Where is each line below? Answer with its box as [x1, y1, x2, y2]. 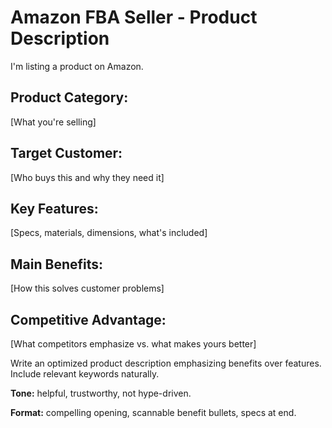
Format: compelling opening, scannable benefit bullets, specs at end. [10, 407, 297, 418]
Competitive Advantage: [10, 311, 167, 328]
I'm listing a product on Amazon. [10, 60, 144, 72]
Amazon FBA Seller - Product [10, 6, 258, 29]
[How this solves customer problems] [10, 282, 165, 295]
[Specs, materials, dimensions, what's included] [10, 227, 208, 239]
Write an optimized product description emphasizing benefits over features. [10, 357, 322, 369]
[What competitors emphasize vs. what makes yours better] [10, 338, 257, 350]
